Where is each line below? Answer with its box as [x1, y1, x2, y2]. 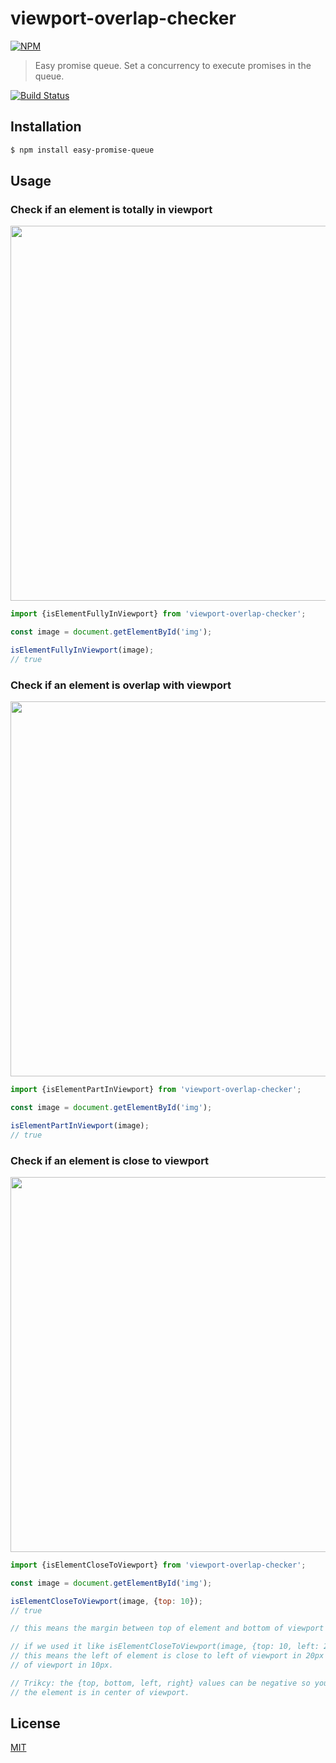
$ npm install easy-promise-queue [10, 145, 155, 155]
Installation [10, 118, 82, 136]
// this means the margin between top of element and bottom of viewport [10, 1623, 325, 1634]
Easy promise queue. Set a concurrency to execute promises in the [34, 59, 312, 71]
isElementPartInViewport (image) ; [10, 1120, 150, 1131]
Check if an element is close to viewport [10, 1153, 210, 1167]
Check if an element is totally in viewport [10, 202, 213, 216]
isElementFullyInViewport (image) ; [10, 645, 155, 656]
